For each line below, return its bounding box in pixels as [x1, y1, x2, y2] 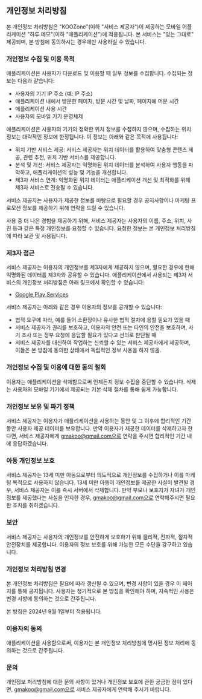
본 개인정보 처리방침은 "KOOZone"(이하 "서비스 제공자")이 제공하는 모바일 [6, 23, 181, 30]
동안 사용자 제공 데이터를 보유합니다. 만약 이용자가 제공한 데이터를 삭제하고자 [6, 425, 187, 432]
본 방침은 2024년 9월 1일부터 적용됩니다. [6, 608, 103, 615]
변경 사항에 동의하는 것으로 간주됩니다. [6, 595, 96, 602]
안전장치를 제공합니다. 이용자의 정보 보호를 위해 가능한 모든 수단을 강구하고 [6, 540, 182, 548]
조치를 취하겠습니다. [12, 502, 60, 509]
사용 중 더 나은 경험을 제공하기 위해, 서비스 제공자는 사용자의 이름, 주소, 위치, [6, 217, 186, 225]
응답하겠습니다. [12, 440, 49, 447]
